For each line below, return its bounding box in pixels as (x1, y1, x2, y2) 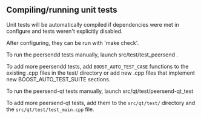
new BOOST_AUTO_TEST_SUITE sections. (6, 75, 111, 83)
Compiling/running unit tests (6, 5, 117, 15)
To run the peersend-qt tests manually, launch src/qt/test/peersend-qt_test (6, 87, 194, 95)
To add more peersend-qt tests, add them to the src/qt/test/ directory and (6, 99, 196, 106)
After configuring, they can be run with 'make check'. (6, 39, 139, 46)
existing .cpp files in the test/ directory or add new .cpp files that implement (6, 69, 195, 76)
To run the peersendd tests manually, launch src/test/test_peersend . (6, 51, 179, 58)
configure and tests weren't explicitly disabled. (6, 27, 123, 35)
